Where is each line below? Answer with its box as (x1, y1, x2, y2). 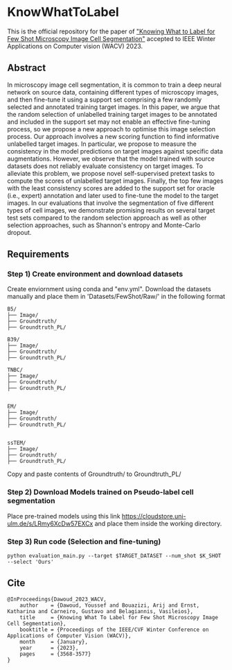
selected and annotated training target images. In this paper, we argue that (7, 102, 220, 111)
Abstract (7, 62, 46, 74)
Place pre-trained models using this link (7, 512, 121, 520)
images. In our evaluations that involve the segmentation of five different (7, 199, 214, 207)
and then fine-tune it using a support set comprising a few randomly (7, 95, 202, 104)
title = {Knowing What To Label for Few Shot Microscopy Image (19, 614, 218, 621)
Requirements (7, 248, 69, 261)
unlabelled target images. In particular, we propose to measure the (7, 140, 197, 148)
